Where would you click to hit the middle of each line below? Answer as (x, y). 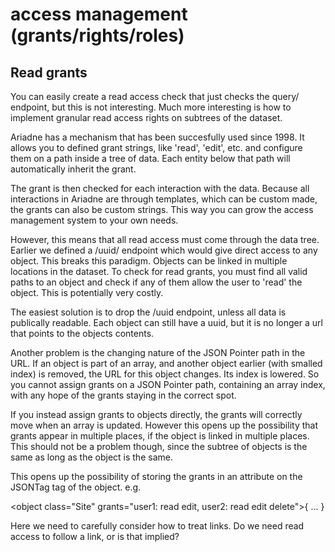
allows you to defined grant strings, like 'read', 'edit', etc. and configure (156, 147)
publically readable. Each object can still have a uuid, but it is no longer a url (166, 322)
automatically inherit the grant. (73, 169)
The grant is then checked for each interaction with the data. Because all (160, 188)
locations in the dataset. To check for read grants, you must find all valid (159, 271)
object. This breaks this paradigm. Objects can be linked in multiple (149, 261)
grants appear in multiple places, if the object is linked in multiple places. (160, 436)
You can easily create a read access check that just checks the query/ (155, 96)
